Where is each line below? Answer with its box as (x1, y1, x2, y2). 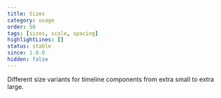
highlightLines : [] (7, 36, 64, 43)
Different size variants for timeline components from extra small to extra (7, 75, 215, 83)
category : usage (7, 17, 55, 24)
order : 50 (7, 23, 36, 30)
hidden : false (7, 56, 49, 63)
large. (7, 82, 24, 91)
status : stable (7, 43, 52, 50)
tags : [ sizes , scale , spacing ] (7, 29, 99, 37)
